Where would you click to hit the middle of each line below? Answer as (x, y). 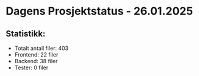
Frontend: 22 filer (36, 55)
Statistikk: (26, 34)
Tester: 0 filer (31, 67)
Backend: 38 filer (36, 61)
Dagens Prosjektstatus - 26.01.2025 (99, 11)
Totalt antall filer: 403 (42, 48)
